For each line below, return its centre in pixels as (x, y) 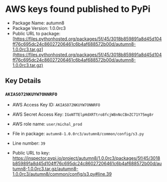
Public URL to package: (36, 33)
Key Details (23, 81)
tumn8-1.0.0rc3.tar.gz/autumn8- (45, 169)
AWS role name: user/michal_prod (47, 124)
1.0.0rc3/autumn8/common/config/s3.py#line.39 (62, 174)
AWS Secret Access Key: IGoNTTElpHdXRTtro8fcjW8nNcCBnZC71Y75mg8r (83, 114)
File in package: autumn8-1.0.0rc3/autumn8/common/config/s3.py (78, 133)
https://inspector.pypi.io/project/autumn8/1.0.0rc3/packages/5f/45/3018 (86, 158)
